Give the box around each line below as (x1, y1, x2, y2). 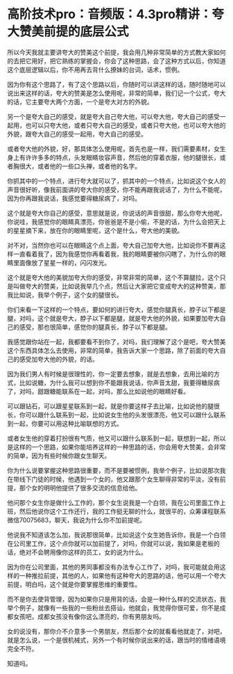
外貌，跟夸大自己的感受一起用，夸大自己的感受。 (7, 129, 147, 138)
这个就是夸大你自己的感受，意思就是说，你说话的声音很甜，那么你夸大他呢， (7, 209, 226, 217)
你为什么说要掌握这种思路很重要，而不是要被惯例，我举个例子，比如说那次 (7, 466, 220, 474)
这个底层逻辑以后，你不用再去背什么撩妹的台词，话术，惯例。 (7, 65, 184, 74)
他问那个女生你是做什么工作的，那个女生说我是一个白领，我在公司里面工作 (7, 498, 220, 506)
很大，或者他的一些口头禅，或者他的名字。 (19, 161, 141, 170)
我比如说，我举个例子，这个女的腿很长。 (7, 290, 123, 299)
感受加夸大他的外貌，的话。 (19, 355, 98, 363)
